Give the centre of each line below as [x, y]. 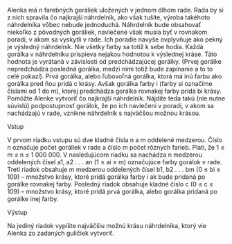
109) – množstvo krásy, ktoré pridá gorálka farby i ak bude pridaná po [106, 177]
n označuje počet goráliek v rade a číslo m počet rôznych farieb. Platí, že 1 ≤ [116, 147]
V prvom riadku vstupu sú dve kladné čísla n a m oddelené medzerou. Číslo [115, 140]
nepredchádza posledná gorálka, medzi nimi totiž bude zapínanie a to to [110, 69]
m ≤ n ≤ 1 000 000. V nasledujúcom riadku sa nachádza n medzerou [105, 155]
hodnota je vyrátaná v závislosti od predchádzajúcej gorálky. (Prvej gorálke [114, 61]
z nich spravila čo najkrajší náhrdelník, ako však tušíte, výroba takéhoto [109, 17]
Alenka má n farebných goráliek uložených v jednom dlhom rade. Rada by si [115, 10]
